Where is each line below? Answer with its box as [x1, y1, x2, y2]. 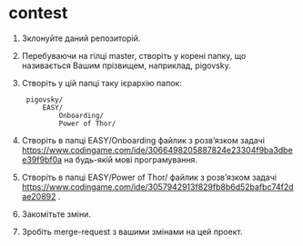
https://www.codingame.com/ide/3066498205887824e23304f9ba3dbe [21, 144, 293, 155]
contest [8, 3, 68, 24]
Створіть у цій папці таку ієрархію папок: [21, 77, 183, 88]
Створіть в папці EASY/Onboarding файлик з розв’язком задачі [21, 134, 266, 145]
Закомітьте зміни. [21, 208, 92, 220]
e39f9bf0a [21, 153, 63, 165]
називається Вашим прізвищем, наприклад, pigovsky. [21, 60, 231, 71]
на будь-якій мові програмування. [64, 153, 197, 165]
